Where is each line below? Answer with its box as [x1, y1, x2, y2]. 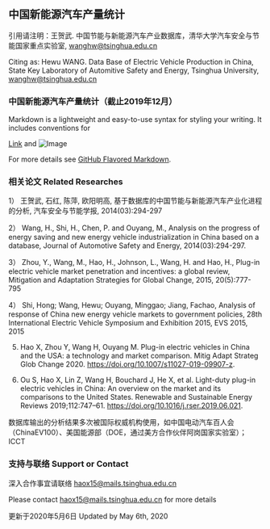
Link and [8, 139, 37, 149]
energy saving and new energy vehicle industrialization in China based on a [8, 233, 260, 242]
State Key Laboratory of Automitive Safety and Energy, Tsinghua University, [8, 65, 260, 75]
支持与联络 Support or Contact [8, 459, 129, 470]
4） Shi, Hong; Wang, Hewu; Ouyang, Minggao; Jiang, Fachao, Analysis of [8, 300, 255, 310]
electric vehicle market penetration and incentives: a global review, [8, 267, 231, 276]
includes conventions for [8, 124, 91, 133]
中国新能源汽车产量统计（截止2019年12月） [8, 95, 177, 107]
